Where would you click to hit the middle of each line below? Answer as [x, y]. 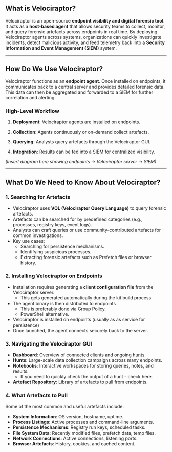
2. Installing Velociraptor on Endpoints [54, 276]
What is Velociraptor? [41, 8]
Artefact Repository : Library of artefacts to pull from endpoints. [80, 382]
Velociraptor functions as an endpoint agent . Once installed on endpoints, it [85, 81]
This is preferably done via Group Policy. [63, 309]
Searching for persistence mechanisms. [62, 246]
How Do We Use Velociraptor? [54, 69]
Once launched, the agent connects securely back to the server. [80, 330]
